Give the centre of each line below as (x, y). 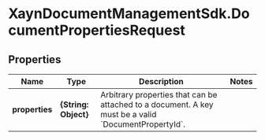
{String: (75, 105)
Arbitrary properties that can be (159, 95)
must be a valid (128, 114)
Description (161, 81)
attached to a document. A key (157, 105)
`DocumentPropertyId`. (142, 124)
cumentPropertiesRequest (97, 30)
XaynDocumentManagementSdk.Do (129, 14)
